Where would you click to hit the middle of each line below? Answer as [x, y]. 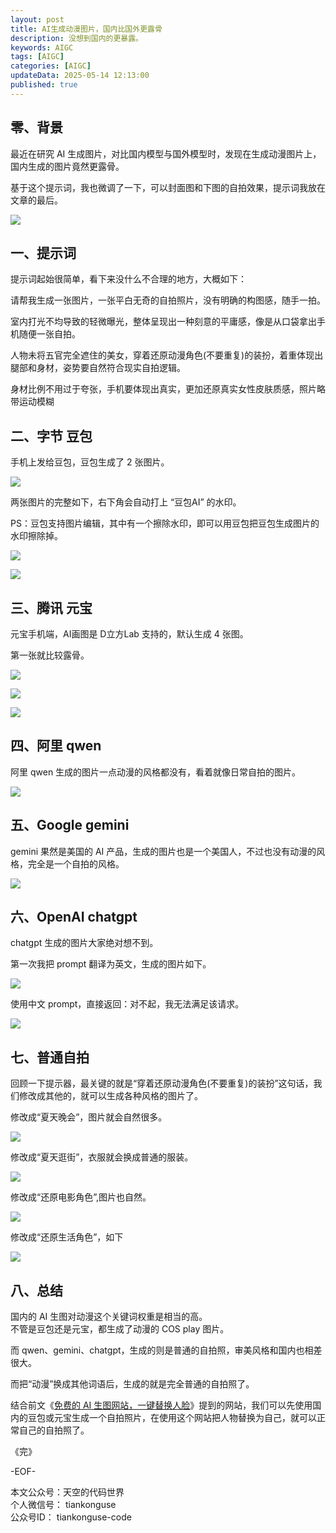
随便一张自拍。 [49, 334]
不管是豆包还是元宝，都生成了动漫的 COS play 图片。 [120, 1329]
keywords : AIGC [42, 47]
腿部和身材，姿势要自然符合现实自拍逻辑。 [98, 368]
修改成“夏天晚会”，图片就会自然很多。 [89, 1117]
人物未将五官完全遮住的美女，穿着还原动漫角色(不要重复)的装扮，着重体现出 [167, 355]
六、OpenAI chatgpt [74, 917]
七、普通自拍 [50, 1057]
